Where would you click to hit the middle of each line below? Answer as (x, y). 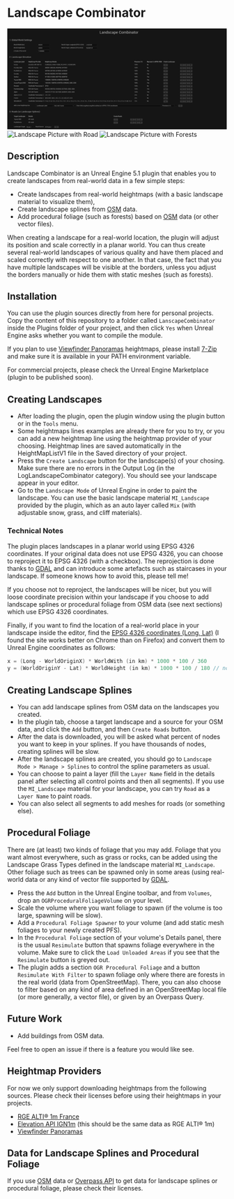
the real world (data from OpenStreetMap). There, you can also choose (119, 982)
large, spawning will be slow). (60, 915)
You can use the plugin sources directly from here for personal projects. (110, 313)
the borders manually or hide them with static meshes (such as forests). (110, 275)
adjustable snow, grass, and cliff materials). (80, 513)
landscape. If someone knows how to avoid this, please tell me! (98, 576)
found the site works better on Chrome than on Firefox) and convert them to (116, 640)
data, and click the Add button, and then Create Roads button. (104, 729)
